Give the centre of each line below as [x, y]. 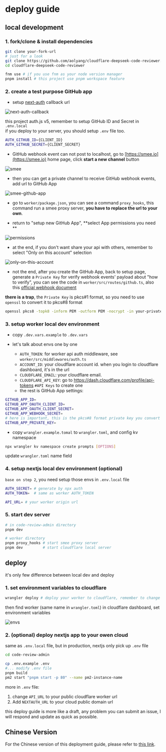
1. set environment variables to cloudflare [56, 587]
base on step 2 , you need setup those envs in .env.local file [67, 479]
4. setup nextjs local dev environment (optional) [64, 469]
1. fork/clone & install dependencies [49, 42]
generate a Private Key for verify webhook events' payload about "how [85, 277]
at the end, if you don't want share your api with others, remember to [83, 248]
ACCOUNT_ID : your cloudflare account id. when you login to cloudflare [89, 365]
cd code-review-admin [27, 655]
